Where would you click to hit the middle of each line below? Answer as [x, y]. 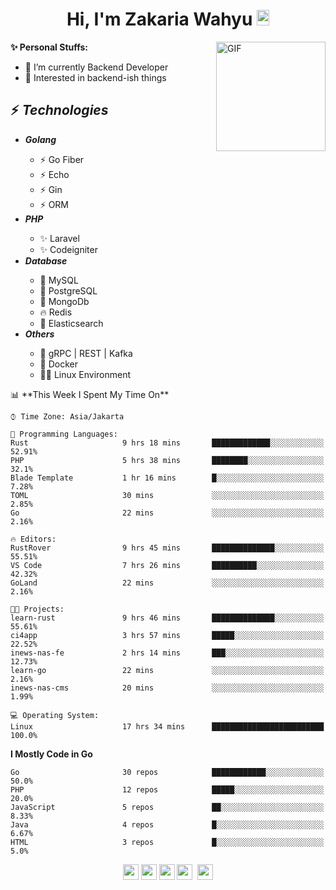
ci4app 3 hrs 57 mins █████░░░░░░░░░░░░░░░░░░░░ [167, 635]
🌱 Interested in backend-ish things [95, 77]
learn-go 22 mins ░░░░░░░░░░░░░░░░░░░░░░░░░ [167, 670]
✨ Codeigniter [68, 249]
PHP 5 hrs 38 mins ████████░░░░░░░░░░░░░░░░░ [167, 460]
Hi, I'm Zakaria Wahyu [159, 19]
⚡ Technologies [59, 110]
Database [46, 260]
